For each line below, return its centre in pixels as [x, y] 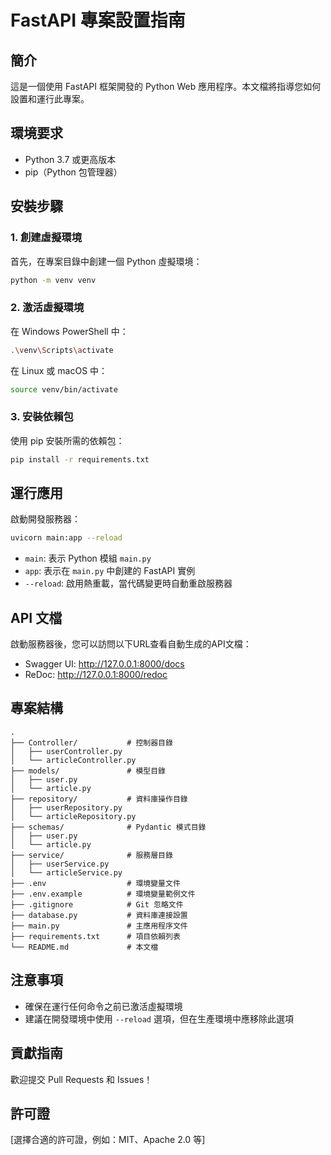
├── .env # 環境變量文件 [95, 883]
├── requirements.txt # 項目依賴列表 [95, 936]
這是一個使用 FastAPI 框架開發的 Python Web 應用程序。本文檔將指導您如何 [166, 86]
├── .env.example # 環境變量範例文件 [103, 894]
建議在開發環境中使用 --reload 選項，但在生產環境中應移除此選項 [159, 1018]
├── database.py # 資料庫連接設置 [99, 915]
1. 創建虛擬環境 [46, 238]
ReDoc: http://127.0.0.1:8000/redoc [96, 675]
